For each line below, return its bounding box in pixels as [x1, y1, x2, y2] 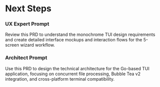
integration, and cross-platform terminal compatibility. [5, 76, 115, 82]
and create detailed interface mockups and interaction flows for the [5, 37, 142, 43]
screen [5, 42, 20, 48]
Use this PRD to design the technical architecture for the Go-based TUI [5, 65, 150, 71]
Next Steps [5, 3, 52, 14]
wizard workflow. [20, 42, 55, 48]
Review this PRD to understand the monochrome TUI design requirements [5, 31, 156, 37]
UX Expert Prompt [5, 21, 49, 28]
